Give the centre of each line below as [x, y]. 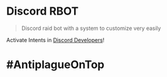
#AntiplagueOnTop [55, 65]
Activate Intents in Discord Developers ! [55, 40]
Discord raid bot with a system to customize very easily [91, 28]
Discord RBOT [43, 11]
